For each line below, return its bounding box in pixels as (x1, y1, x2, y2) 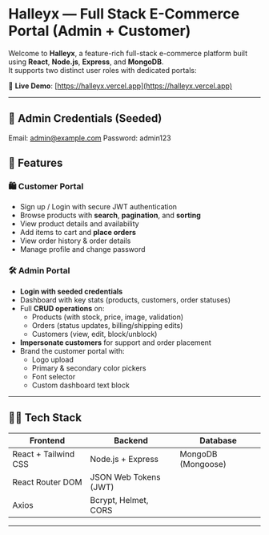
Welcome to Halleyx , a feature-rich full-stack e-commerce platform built (8, 48, 248, 58)
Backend (114, 435, 148, 446)
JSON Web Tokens (90, 471, 161, 482)
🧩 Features (8, 156, 63, 170)
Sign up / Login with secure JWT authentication (19, 202, 178, 212)
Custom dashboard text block (31, 380, 130, 390)
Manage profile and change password (19, 245, 146, 254)
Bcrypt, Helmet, (90, 494, 149, 505)
